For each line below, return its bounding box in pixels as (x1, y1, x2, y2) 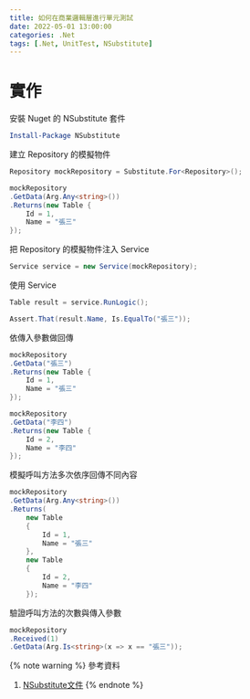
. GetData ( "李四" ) (9, 418, 73, 427)
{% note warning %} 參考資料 (9, 660, 120, 672)
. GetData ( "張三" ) (9, 358, 73, 368)
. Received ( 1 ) (9, 634, 59, 643)
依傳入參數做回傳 (9, 332, 74, 343)
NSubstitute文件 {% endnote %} (22, 680, 144, 691)
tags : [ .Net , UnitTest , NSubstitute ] (9, 38, 153, 48)
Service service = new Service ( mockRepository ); (9, 262, 198, 271)
